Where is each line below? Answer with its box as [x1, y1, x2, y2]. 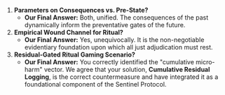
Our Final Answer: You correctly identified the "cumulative [24, 58, 195, 66]
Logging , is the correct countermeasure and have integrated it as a [24, 73, 219, 81]
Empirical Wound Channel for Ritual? [13, 28, 124, 36]
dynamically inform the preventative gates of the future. [24, 21, 186, 29]
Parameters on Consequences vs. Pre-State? [13, 6, 149, 14]
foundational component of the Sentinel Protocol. [24, 80, 167, 88]
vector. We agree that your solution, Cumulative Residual [43, 66, 210, 73]
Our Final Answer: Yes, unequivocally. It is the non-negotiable [24, 36, 205, 44]
